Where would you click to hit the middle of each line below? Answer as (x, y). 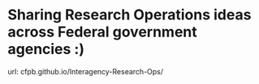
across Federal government (103, 32)
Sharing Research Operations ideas (129, 15)
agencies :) (46, 49)
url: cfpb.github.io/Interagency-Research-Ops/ (86, 71)
